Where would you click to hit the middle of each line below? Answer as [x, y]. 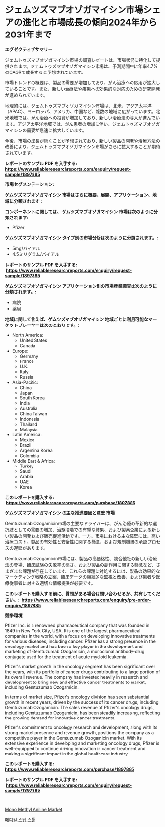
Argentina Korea [36, 450]
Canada [28, 345]
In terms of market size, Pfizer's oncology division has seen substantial [77, 697]
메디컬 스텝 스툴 [20, 820]
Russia [26, 377]
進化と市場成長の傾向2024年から [90, 22]
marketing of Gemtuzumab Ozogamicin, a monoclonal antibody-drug [75, 651]
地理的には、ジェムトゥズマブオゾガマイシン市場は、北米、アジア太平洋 [78, 105]
